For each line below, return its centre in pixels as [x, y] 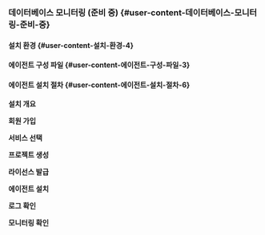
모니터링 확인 [29, 223]
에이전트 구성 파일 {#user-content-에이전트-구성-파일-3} [99, 65]
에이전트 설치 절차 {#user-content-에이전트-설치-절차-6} [99, 85]
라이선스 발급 [29, 172]
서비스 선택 [25, 138]
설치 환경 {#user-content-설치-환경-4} [71, 45]
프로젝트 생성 [29, 155]
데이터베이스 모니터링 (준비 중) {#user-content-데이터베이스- [121, 12]
